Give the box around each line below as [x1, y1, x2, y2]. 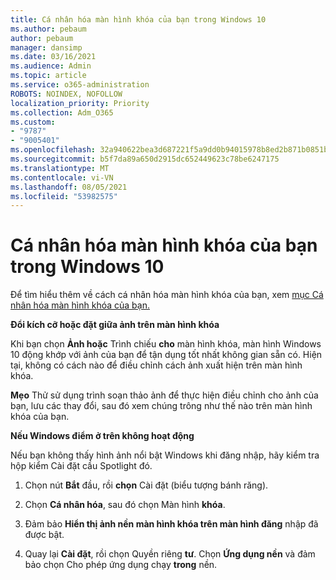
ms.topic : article [10, 71, 87, 81]
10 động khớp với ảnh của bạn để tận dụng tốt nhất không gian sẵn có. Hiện [10, 349, 323, 361]
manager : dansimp [10, 42, 83, 53]
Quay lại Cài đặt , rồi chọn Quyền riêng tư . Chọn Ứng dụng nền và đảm [24, 548, 316, 560]
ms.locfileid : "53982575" [10, 191, 118, 201]
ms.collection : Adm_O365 [10, 107, 114, 118]
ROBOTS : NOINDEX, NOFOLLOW [10, 89, 123, 99]
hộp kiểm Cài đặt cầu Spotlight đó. [10, 460, 153, 472]
